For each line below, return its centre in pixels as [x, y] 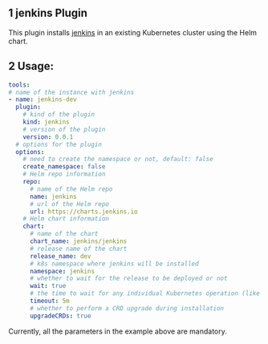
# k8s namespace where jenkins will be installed [114, 264]
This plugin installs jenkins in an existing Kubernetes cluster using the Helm [133, 32]
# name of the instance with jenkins [71, 92]
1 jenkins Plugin [48, 13]
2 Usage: [31, 66]
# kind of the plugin [59, 115]
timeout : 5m [49, 301]
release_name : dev [60, 256]
